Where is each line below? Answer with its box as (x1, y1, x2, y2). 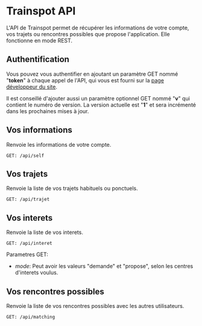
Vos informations (6, 125, 72, 135)
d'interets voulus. (14, 269, 58, 276)
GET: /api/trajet (6, 197, 50, 203)
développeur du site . (6, 83, 58, 90)
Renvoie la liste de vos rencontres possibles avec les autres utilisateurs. (6, 303, 185, 309)
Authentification (6, 54, 69, 64)
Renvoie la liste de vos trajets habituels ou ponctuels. (6, 185, 138, 192)
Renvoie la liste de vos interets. (6, 229, 83, 236)
